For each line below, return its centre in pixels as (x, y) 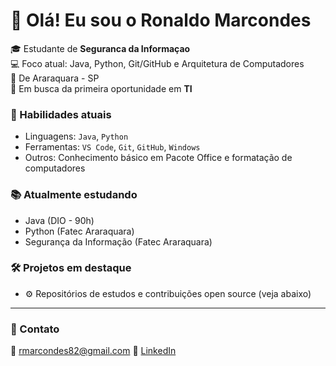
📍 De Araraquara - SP (55, 78)
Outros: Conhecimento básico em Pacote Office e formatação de (158, 158)
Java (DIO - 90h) (59, 220)
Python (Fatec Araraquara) (79, 231)
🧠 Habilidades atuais (61, 114)
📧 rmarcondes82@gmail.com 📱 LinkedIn (93, 351)
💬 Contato (35, 329)
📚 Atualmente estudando (74, 195)
